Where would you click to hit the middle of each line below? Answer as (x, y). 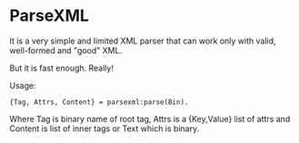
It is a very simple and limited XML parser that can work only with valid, (143, 41)
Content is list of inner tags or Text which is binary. (105, 129)
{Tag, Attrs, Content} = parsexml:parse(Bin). (99, 102)
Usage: (23, 85)
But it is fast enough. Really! (61, 68)
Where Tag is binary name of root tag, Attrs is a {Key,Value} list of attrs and (150, 119)
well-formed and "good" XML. (66, 50)
